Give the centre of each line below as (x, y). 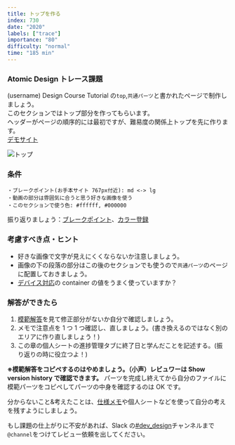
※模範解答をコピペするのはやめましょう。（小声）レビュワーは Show (106, 369)
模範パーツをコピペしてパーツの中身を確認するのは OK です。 (96, 387)
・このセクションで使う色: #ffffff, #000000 (67, 206)
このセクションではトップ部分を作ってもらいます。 (81, 113)
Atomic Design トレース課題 (55, 79)
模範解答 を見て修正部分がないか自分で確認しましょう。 (97, 319)
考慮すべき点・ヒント (43, 240)
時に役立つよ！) (65, 354)
